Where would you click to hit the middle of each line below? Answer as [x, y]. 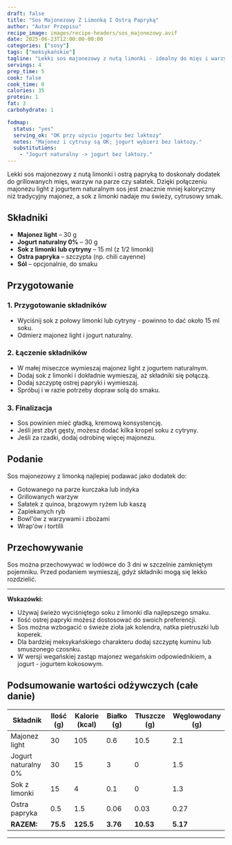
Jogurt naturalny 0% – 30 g [57, 242]
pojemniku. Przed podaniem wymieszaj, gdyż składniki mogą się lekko [107, 571]
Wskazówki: [25, 599]
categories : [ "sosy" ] [38, 46]
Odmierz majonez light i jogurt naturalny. [75, 335]
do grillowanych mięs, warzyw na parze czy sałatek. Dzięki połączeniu [107, 181]
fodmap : [18, 122]
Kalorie [87, 716]
